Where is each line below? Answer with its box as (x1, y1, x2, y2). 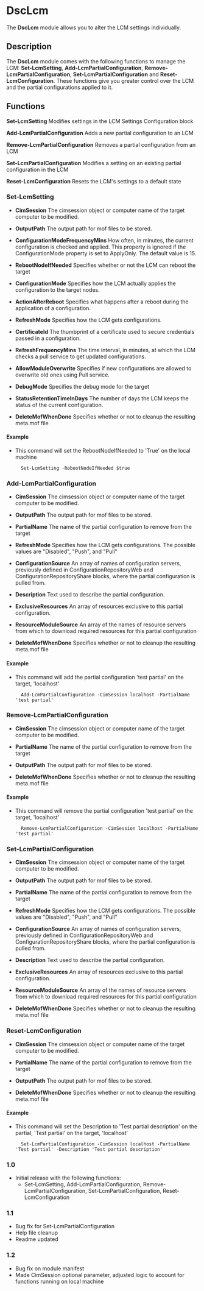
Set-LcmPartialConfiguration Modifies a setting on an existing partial (6, 159, 181, 166)
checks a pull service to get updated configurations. (15, 353, 146, 360)
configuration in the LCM (6, 166, 69, 173)
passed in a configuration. (15, 334, 81, 342)
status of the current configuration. (15, 401, 104, 408)
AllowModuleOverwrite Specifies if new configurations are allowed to (15, 364, 192, 372)
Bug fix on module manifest (15, 1265, 85, 1272)
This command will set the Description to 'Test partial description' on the (15, 1122, 198, 1130)
